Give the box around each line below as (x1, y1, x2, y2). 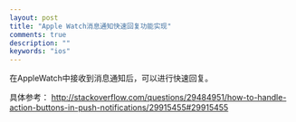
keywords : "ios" (9, 47, 71, 56)
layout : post (9, 13, 59, 23)
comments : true (9, 30, 67, 39)
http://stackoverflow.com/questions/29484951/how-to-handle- (51, 92, 287, 103)
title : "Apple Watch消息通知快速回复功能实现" (9, 22, 172, 31)
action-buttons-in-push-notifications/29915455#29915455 (9, 102, 229, 113)
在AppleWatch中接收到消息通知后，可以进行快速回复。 (9, 73, 214, 84)
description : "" (9, 38, 71, 48)
